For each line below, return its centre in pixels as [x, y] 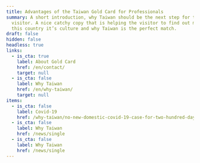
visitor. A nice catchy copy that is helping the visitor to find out [101, 23]
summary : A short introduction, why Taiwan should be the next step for [98, 17]
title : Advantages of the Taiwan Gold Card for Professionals [85, 12]
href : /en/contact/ [41, 67]
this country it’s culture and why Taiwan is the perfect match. [94, 28]
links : [14, 51]
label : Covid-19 [37, 112]
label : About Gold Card [46, 61]
